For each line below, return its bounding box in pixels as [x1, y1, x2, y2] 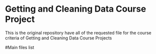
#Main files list [5, 44, 35, 50]
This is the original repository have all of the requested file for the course [5, 30, 152, 36]
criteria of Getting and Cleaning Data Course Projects [5, 35, 112, 41]
